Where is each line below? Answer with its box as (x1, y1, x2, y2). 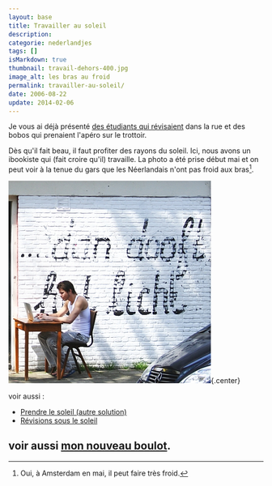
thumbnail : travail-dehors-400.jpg (8, 65, 129, 73)
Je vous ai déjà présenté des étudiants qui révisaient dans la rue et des (8, 122, 245, 131)
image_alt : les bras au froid (8, 73, 111, 81)
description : (8, 30, 53, 38)
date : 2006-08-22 (8, 90, 67, 98)
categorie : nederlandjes (8, 39, 92, 47)
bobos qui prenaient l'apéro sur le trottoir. (8, 130, 147, 140)
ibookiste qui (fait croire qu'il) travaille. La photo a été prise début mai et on (8, 155, 259, 164)
